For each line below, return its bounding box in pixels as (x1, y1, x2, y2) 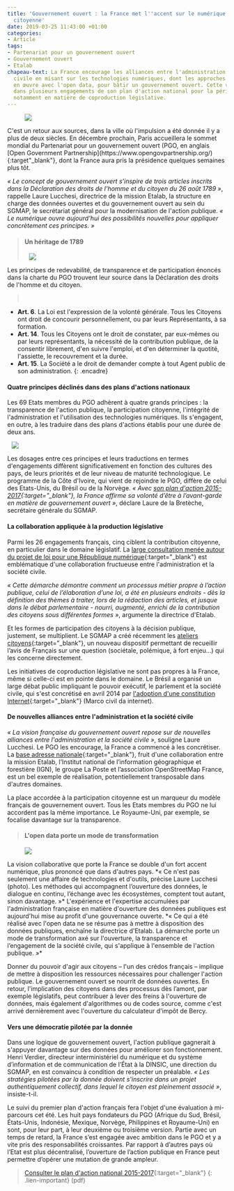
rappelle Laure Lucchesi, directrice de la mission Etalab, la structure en (7, 192, 211, 200)
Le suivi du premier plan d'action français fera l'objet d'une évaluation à (7, 1103, 213, 1112)
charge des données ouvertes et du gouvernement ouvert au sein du (7, 199, 205, 208)
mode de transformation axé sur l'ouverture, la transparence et (7, 934, 188, 942)
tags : (7, 42, 23, 49)
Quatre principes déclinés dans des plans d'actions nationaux (7, 382, 190, 391)
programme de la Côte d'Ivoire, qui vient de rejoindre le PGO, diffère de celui (7, 476, 227, 485)
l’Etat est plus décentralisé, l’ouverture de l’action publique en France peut (7, 1148, 220, 1156)
